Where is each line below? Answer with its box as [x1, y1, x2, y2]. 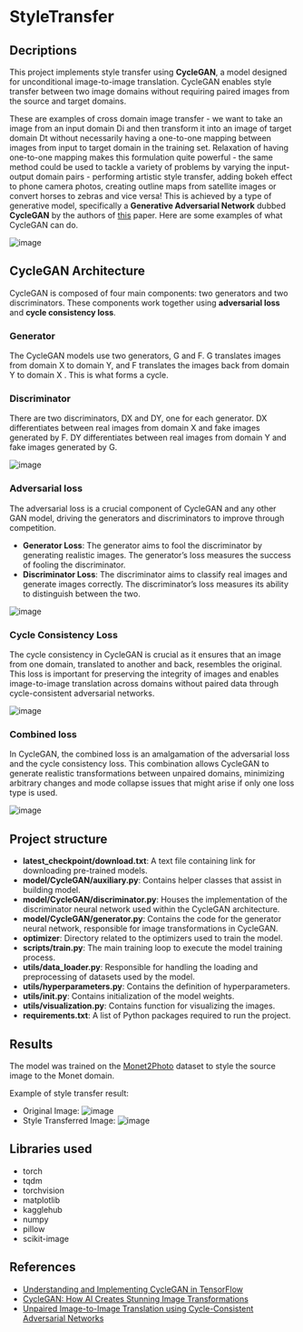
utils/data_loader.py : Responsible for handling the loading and [22, 962, 259, 973]
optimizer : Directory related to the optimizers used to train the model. [22, 933, 283, 944]
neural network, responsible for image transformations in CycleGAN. [22, 923, 279, 934]
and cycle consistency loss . [9, 306, 116, 317]
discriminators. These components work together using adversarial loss [9, 297, 280, 308]
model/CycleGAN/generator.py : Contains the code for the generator [22, 914, 282, 925]
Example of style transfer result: [9, 1087, 130, 1098]
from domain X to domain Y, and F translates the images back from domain [9, 360, 290, 371]
